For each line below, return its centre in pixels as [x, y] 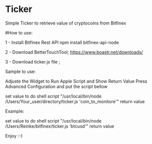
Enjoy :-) [14, 135]
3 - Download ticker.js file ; [33, 61]
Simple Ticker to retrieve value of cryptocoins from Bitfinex [66, 23]
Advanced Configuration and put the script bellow [57, 86]
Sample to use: [20, 71]
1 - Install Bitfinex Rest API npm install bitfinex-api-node [62, 42]
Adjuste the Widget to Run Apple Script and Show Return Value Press [76, 81]
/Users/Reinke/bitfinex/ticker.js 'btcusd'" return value [60, 126]
